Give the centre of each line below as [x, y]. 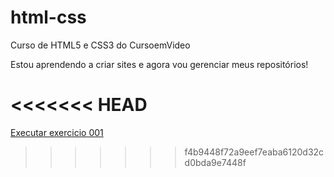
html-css [48, 17]
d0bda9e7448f [215, 162]
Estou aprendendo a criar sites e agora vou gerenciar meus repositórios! [159, 64]
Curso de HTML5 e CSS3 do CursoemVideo [100, 45]
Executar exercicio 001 [57, 132]
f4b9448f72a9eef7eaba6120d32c [254, 152]
